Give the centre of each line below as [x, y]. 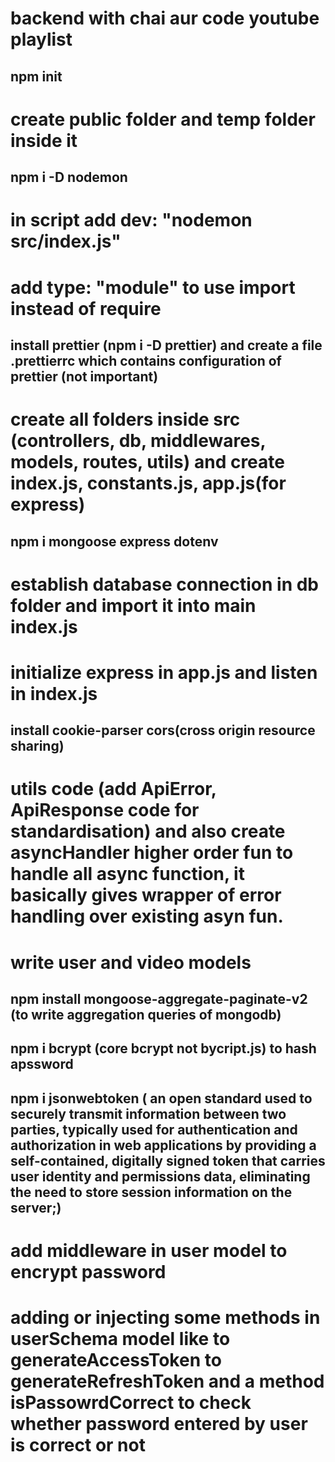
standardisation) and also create [148, 831]
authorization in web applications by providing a [163, 1145]
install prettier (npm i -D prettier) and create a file [166, 345]
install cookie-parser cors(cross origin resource [163, 730]
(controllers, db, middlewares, [138, 441]
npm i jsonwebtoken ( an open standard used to [161, 1098]
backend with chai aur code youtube [165, 18]
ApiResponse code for [105, 810]
